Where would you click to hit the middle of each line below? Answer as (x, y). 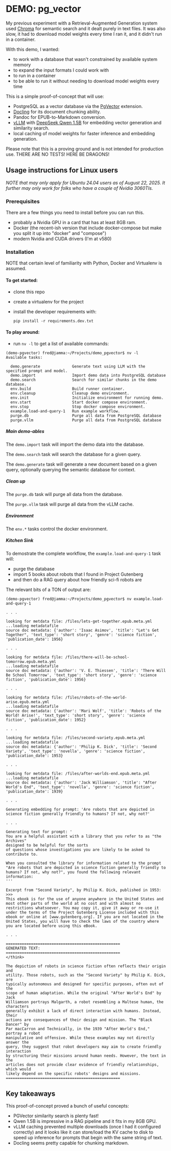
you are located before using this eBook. (52, 926)
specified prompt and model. (37, 371)
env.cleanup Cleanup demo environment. (70, 393)
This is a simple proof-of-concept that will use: (55, 96)
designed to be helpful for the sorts (47, 845)
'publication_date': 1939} (34, 791)
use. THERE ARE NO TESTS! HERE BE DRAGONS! (58, 154)
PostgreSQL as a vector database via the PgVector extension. (78, 106)
